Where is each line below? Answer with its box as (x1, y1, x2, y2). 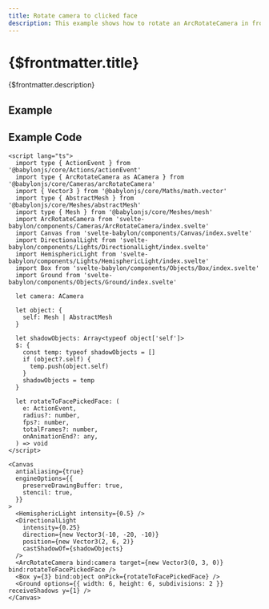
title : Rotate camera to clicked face (8, 11, 138, 20)
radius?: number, (22, 411, 81, 419)
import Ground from (15, 271, 81, 279)
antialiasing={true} (15, 467, 84, 475)
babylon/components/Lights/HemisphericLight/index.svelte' (8, 257, 210, 265)
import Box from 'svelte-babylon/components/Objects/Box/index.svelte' (15, 264, 260, 272)
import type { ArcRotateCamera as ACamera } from (15, 173, 184, 181)
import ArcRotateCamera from (15, 215, 113, 223)
